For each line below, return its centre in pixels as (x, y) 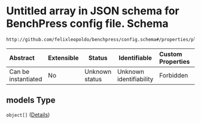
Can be (19, 72)
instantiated (26, 79)
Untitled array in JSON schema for (93, 11)
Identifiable (135, 58)
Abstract (22, 58)
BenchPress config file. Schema (87, 24)
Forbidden (174, 75)
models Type (31, 100)
